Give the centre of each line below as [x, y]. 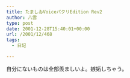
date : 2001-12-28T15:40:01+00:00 [48, 29]
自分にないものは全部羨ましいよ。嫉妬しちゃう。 [67, 69]
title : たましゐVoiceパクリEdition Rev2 [54, 12]
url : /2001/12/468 [29, 34]
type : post [20, 23]
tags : [13, 40]
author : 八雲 [22, 18]
